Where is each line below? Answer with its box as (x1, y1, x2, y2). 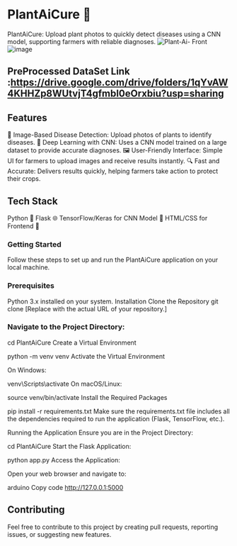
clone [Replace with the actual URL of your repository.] (7, 304, 168, 313)
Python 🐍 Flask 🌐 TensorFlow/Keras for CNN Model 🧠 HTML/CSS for (7, 213, 208, 222)
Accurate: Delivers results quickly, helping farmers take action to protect (7, 167, 219, 176)
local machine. (7, 263, 50, 272)
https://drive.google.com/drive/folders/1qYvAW (10, 77, 229, 89)
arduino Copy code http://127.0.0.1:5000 (7, 483, 124, 491)
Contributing (7, 503, 65, 516)
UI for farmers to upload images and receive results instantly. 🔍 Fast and (7, 157, 220, 165)
